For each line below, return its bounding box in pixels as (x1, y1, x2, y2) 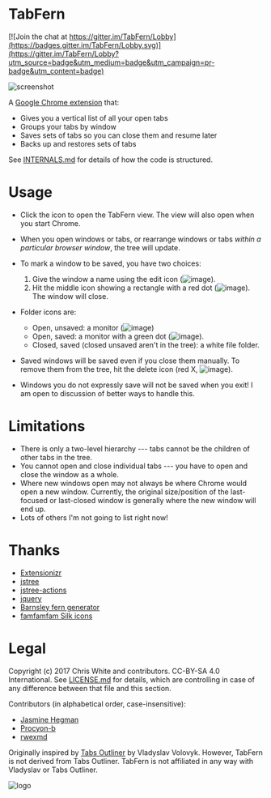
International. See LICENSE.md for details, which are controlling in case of (8, 674, 255, 685)
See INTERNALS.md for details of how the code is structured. (8, 155, 213, 164)
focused (19, 495, 49, 505)
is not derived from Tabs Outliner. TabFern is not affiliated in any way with (8, 756, 254, 766)
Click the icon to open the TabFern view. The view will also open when (19, 210, 255, 220)
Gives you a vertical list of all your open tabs (19, 113, 168, 122)
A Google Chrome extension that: (8, 97, 120, 107)
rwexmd (19, 732, 48, 741)
